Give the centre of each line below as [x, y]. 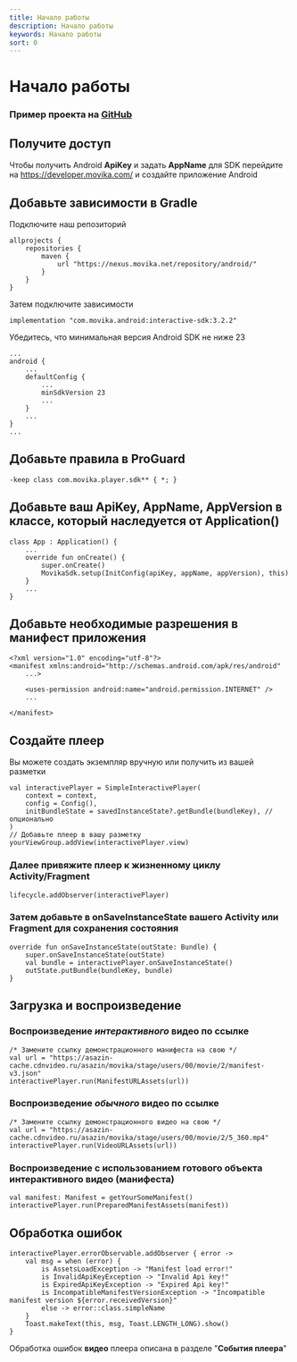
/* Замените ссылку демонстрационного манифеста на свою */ [124, 1050]
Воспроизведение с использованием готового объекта [136, 1168]
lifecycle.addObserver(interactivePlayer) [89, 895]
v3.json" [25, 1073]
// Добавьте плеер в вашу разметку [75, 835]
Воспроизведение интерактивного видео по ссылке [129, 1031]
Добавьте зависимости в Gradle [103, 203]
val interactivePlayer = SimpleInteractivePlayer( [105, 788]
